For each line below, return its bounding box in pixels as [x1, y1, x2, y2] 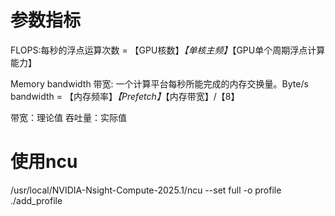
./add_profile [10, 194, 63, 206]
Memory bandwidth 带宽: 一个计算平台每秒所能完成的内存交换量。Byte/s [10, 77, 309, 90]
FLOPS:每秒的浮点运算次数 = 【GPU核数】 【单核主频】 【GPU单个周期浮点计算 [10, 44, 326, 56]
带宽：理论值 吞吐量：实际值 [10, 111, 127, 123]
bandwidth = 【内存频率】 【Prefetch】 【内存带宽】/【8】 [10, 90, 240, 102]
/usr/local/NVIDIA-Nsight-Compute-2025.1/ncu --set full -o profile [10, 184, 282, 196]
